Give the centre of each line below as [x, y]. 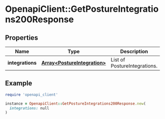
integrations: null [29, 108]
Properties [22, 38]
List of [118, 60]
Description [134, 51]
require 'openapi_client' [31, 94]
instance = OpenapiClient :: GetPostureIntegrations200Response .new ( [76, 104]
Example [19, 83]
